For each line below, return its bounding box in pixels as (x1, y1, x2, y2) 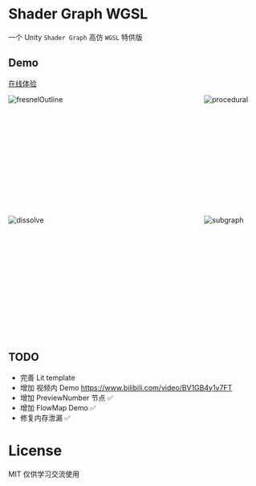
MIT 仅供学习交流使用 (8, 469, 80, 479)
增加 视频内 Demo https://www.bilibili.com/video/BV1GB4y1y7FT (19, 382, 233, 392)
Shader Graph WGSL (8, 5, 148, 23)
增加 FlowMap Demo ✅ (19, 402, 96, 412)
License (8, 441, 63, 459)
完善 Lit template (19, 373, 75, 382)
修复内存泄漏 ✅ (19, 413, 71, 423)
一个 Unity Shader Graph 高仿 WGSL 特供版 (8, 32, 143, 42)
